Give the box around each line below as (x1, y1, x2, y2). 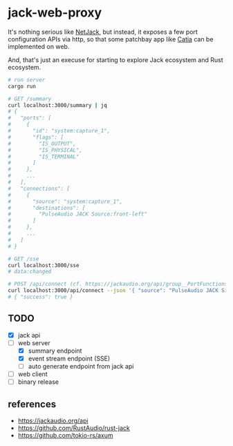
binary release (17, 378, 59, 386)
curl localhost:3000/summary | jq (8, 101, 108, 108)
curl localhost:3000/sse (8, 262, 80, 269)
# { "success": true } (8, 293, 73, 301)
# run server (8, 76, 46, 84)
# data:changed (8, 268, 52, 275)
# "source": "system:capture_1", (8, 198, 123, 205)
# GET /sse (8, 255, 39, 262)
